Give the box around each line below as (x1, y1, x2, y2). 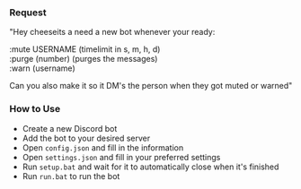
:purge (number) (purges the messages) (9, 54, 158, 64)
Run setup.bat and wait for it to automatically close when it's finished (22, 161, 279, 172)
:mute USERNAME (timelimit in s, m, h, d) (9, 44, 161, 55)
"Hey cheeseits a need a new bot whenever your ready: (9, 27, 216, 38)
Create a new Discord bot (22, 123, 118, 133)
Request (9, 6, 47, 19)
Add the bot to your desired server (22, 133, 151, 143)
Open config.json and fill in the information (22, 142, 184, 153)
